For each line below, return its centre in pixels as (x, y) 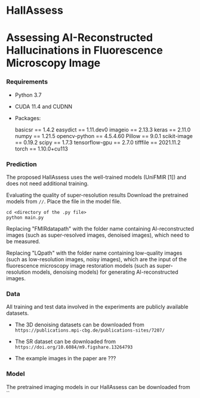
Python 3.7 (28, 95)
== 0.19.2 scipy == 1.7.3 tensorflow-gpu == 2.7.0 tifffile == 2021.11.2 (98, 142)
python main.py (25, 218)
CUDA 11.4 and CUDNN (44, 106)
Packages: (28, 118)
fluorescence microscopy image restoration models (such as (81, 265)
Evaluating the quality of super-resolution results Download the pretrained (97, 195)
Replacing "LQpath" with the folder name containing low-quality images (94, 253)
